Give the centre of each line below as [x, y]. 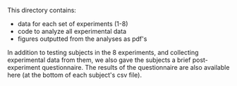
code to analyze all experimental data [72, 31]
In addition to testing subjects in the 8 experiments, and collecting [103, 53]
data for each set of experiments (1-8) [73, 24]
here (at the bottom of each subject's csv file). [75, 75]
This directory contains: [42, 10]
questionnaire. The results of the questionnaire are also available [136, 67]
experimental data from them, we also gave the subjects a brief [99, 60]
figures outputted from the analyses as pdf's [82, 39]
